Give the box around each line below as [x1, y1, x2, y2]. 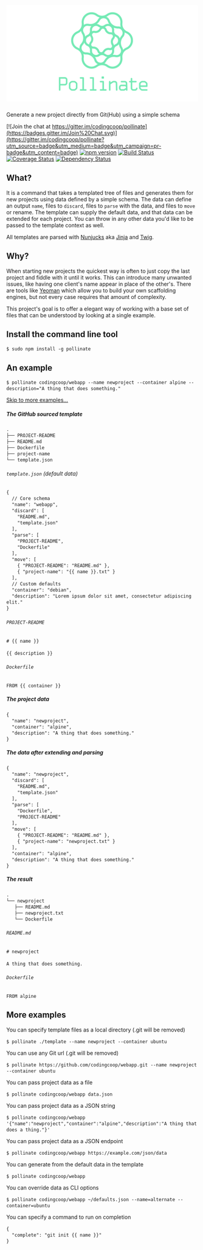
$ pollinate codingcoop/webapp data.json [6, 1091, 113, 1097]
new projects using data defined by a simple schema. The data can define [6, 195, 192, 203]
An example [6, 363, 53, 373]
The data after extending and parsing [6, 749, 103, 756]
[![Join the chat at [6, 123, 51, 130]
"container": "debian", [12, 587, 72, 593]
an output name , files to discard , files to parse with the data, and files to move [6, 202, 196, 209]
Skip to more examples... [6, 396, 69, 404]
